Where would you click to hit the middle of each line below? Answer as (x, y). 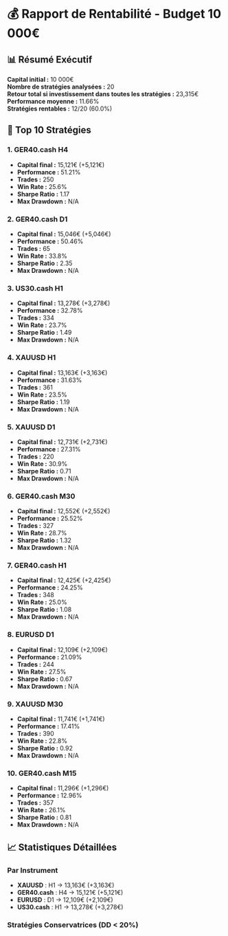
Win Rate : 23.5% (42, 394)
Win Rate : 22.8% (42, 741)
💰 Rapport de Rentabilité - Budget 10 (114, 14)
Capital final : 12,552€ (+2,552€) (64, 511)
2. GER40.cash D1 (37, 219)
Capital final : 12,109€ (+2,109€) (62, 649)
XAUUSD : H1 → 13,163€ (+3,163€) (66, 885)
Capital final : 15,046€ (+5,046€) (64, 234)
